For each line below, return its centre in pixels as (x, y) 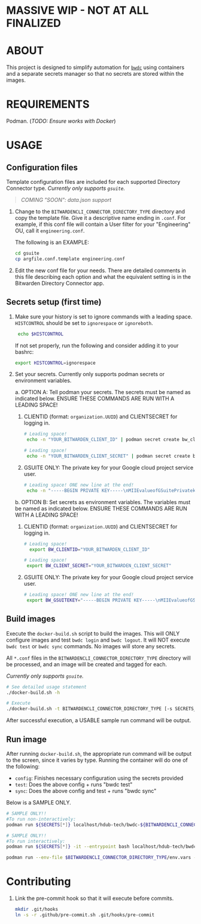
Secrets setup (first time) (54, 302)
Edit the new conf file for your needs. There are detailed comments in (100, 270)
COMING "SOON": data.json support (66, 200)
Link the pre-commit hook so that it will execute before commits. (94, 898)
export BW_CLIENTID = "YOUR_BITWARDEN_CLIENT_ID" (90, 549)
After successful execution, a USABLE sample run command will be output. (99, 720)
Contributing (39, 882)
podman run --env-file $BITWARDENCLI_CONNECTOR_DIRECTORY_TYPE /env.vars (99, 858)
